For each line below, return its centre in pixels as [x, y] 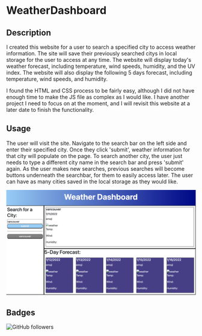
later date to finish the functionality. [50, 110]
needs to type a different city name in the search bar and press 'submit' [95, 162]
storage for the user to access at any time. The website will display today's [99, 60]
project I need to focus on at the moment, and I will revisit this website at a [98, 103]
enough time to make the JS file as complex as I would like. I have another [98, 97]
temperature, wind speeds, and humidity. [57, 79]
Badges [21, 312]
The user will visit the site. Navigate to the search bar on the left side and [97, 143]
